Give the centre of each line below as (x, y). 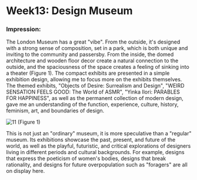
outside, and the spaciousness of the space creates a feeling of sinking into (98, 67)
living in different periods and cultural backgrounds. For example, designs (95, 152)
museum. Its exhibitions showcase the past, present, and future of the (91, 140)
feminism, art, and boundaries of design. (55, 111)
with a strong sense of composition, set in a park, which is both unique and (97, 48)
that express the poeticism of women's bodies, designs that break (86, 159)
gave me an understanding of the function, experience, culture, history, (92, 105)
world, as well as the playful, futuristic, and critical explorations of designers (98, 146)
